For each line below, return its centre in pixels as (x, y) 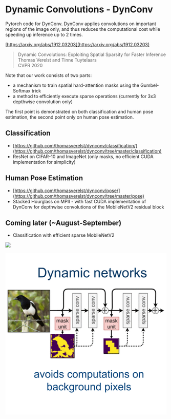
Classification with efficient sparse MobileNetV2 (63, 235)
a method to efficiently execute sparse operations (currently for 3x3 (84, 96)
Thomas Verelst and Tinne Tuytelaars (57, 60)
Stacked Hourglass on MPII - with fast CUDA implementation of (79, 201)
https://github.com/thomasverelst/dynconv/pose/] (67, 191)
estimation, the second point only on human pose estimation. (70, 117)
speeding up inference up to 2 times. (44, 34)
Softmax (22, 90)
